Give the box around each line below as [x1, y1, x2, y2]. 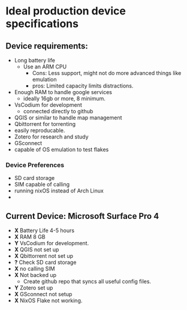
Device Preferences [5, 161, 64, 169]
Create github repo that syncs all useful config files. [23, 278, 151, 285]
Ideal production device [5, 4, 126, 18]
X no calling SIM [14, 265, 55, 272]
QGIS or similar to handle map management [14, 114, 122, 121]
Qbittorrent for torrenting [14, 121, 76, 127]
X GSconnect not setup [14, 291, 73, 298]
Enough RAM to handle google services [14, 89, 112, 95]
